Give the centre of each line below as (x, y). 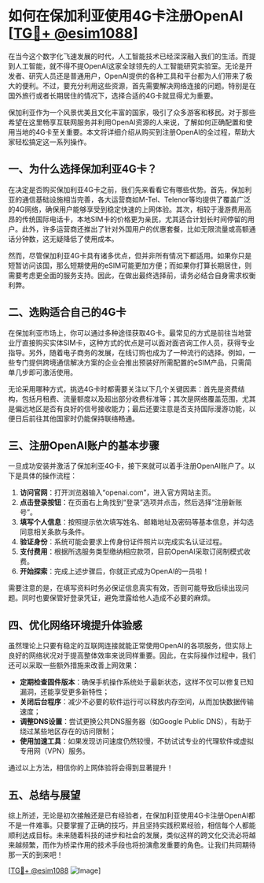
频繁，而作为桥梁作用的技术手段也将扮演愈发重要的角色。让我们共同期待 (139, 845)
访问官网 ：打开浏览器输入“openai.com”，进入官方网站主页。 (117, 492)
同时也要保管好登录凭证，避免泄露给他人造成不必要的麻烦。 (118, 598)
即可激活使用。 (53, 372)
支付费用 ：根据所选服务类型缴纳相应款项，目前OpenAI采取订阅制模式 (131, 551)
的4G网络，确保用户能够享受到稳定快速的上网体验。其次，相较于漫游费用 (126, 209)
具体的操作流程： (49, 476)
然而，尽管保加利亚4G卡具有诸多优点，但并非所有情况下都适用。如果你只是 (130, 255)
